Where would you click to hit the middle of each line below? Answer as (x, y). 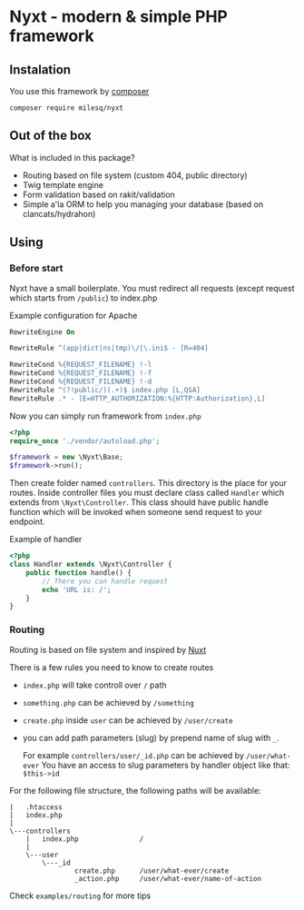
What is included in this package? (72, 157)
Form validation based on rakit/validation (98, 194)
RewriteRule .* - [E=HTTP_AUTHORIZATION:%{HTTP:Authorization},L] (137, 398)
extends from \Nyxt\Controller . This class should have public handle (139, 502)
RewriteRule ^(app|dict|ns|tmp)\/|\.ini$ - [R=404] (109, 348)
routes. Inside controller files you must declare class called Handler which (147, 493)
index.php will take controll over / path (94, 685)
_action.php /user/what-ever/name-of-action (167, 878)
